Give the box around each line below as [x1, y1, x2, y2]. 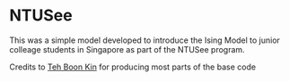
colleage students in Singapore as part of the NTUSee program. [9, 44, 245, 54]
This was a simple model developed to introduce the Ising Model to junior [9, 35, 281, 45]
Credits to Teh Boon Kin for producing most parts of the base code [9, 61, 257, 72]
